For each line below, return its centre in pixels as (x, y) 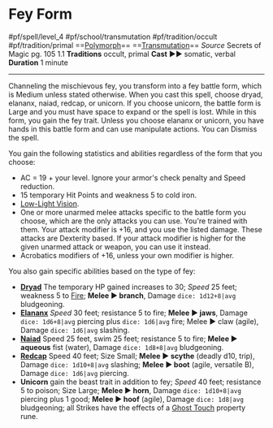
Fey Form (41, 14)
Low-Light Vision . (50, 203)
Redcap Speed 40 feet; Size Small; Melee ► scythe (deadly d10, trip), (137, 356)
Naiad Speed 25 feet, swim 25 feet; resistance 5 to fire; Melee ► (129, 339)
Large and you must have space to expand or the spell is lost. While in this (133, 111)
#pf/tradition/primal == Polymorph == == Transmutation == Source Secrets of (135, 45)
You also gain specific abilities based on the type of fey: (102, 271)
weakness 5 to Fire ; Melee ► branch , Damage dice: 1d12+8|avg (128, 295)
